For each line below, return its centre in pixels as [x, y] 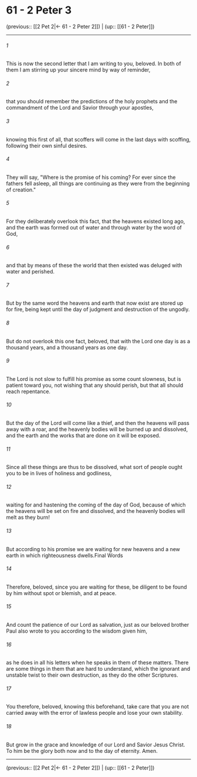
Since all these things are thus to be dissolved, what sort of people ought [94, 467]
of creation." [21, 190]
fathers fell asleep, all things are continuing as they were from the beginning [98, 183]
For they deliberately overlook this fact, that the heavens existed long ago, [96, 221]
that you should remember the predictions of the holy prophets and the [92, 102]
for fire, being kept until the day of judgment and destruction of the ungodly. [98, 309]
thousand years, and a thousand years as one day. [67, 347]
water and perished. [30, 272]
